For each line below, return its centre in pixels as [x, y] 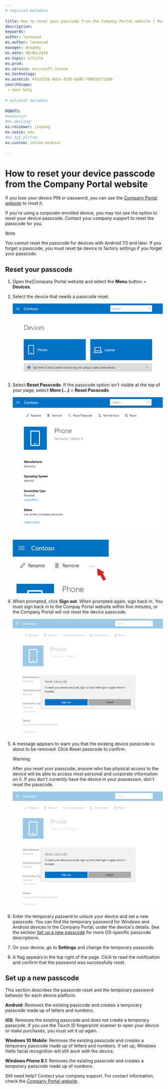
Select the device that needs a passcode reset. [61, 297]
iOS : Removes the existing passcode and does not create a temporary [77, 1020]
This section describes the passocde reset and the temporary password [79, 990]
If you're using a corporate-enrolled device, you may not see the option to [81, 213]
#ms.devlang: [19, 122]
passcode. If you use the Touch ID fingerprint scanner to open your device [82, 1025]
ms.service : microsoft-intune [37, 69]
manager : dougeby [23, 48]
